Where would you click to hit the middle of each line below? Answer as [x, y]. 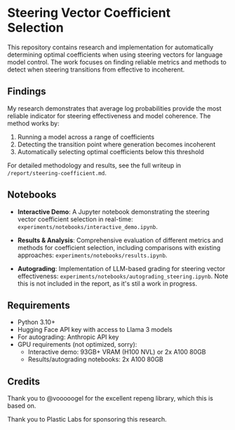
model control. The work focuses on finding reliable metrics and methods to [117, 62]
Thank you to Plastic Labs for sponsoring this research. [87, 419]
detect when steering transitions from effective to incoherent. [96, 69]
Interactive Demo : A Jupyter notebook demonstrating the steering [113, 211]
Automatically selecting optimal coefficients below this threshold [111, 151]
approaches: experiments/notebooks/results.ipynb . [92, 255]
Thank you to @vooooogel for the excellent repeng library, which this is [110, 398]
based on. [22, 406]
